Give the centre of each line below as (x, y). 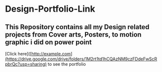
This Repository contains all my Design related (77, 27)
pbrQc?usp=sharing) (26, 64)
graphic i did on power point (48, 42)
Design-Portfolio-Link (50, 9)
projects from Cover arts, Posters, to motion (73, 34)
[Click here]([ (18, 54)
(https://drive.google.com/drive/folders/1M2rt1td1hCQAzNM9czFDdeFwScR (81, 59)
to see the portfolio (67, 64)
